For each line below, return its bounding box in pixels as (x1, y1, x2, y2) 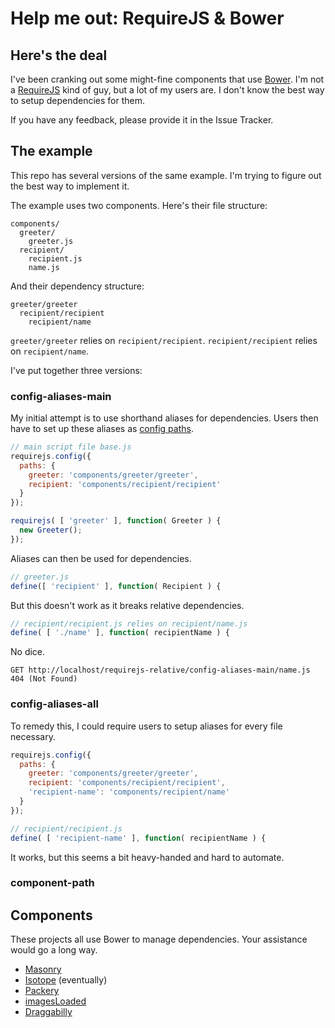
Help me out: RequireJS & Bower (10, 7, 285, 30)
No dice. (10, 646, 46, 658)
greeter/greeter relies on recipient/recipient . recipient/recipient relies (10, 334, 318, 346)
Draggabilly (24, 1006, 73, 1018)
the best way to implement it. (10, 180, 130, 192)
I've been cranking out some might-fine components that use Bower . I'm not (10, 73, 325, 85)
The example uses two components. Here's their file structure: (10, 199, 268, 211)
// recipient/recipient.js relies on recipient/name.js (10, 618, 248, 629)
